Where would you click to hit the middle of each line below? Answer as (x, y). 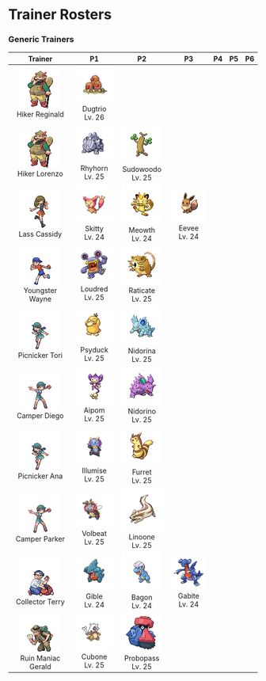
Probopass (142, 658)
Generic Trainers (41, 40)
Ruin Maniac (40, 658)
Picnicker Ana (40, 476)
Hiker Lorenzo (40, 173)
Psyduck (94, 349)
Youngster (40, 290)
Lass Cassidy (40, 234)
